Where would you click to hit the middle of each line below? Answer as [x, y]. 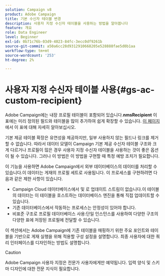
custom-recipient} [44, 101]
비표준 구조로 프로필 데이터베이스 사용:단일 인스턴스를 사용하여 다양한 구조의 [85, 214]
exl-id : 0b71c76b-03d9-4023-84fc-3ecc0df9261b [54, 42]
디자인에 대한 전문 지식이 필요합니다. [45, 269]
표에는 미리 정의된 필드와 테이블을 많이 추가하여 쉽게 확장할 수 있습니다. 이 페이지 [82, 121]
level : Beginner [22, 37]
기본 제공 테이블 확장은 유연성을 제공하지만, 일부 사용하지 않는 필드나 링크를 [77, 138]
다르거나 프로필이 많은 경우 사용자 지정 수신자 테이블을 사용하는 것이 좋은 [80, 150]
